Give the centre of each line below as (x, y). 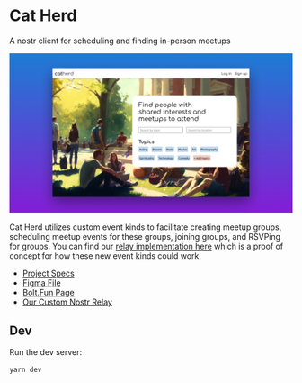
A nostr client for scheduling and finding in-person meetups (120, 41)
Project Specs (48, 274)
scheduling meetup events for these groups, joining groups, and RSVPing (145, 237)
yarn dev (26, 370)
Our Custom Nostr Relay (67, 302)
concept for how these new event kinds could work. (106, 256)
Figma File (41, 283)
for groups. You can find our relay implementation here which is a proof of (147, 246)
